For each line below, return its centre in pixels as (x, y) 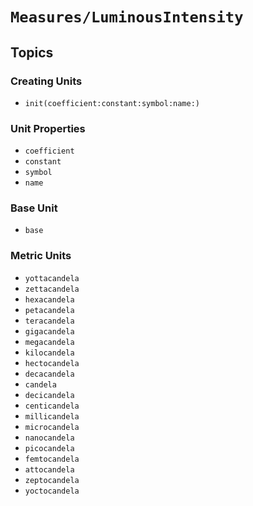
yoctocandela (52, 491)
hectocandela (52, 363)
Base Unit (34, 208)
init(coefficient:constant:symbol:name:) (112, 103)
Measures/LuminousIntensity (127, 17)
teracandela (49, 321)
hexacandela (49, 299)
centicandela (52, 406)
